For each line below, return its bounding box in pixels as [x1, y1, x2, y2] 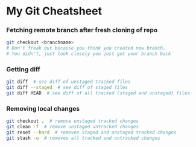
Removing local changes [6, 104, 80, 113]
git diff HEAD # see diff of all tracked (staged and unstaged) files [6, 90, 190, 96]
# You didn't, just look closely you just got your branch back [6, 51, 171, 57]
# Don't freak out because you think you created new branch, [6, 45, 166, 51]
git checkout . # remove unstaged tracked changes [6, 118, 139, 125]
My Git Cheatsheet [6, 4, 103, 18]
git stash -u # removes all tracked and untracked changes [6, 135, 161, 141]
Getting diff [6, 65, 40, 74]
